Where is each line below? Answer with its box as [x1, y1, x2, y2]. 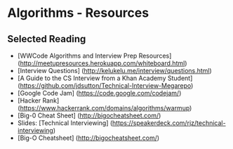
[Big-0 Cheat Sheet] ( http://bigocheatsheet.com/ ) [17, 111, 161, 119]
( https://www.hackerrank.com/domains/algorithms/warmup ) [17, 104, 192, 112]
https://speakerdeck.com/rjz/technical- [112, 119, 226, 127]
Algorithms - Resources [7, 5, 149, 21]
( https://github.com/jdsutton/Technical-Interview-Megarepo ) [17, 82, 194, 89]
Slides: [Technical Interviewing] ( [17, 119, 113, 127]
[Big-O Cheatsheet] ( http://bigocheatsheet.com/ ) [17, 134, 160, 142]
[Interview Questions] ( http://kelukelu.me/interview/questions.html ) [17, 67, 212, 74]
